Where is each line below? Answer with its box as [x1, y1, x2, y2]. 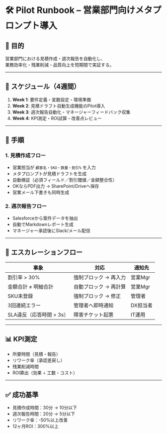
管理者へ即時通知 [74, 302, 114, 309]
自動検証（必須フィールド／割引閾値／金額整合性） [12, 177, 117, 183]
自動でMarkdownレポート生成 [12, 221, 74, 227]
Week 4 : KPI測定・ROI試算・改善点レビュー [12, 115, 102, 121]
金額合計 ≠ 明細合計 [7, 283, 54, 290]
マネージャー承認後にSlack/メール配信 [12, 227, 90, 233]
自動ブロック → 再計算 [74, 283, 126, 290]
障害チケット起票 [74, 311, 114, 318]
